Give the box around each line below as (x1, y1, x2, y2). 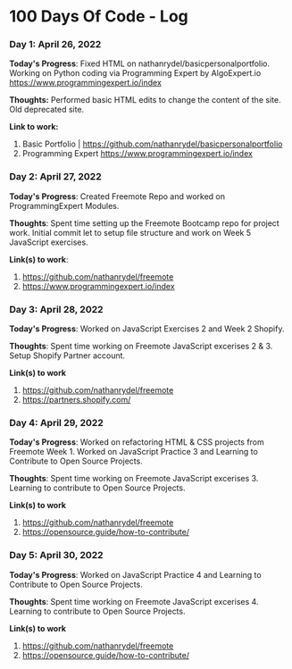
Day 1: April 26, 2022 (9, 38, 102, 51)
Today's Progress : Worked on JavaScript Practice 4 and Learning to (9, 569, 262, 580)
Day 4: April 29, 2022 (9, 417, 104, 429)
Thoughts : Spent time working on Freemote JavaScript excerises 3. (9, 473, 259, 484)
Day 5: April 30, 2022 (9, 549, 104, 562)
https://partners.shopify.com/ (21, 395, 131, 406)
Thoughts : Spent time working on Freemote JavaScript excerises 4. (9, 596, 259, 606)
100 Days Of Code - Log (9, 6, 189, 27)
